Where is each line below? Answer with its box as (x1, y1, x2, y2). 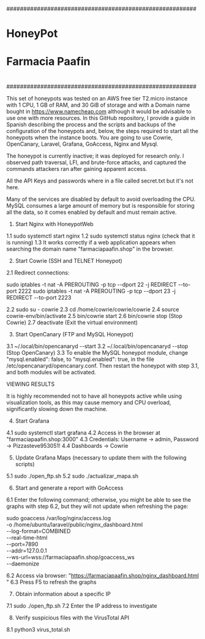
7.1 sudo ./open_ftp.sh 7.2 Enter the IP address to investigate (6, 602, 157, 609)
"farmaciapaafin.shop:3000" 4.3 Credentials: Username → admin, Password (6, 435, 199, 443)
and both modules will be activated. (6, 368, 96, 376)
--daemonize (6, 560, 40, 567)
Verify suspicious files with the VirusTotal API (15, 614, 130, 621)
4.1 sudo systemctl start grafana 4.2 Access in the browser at (6, 429, 161, 436)
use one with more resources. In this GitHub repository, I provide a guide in (6, 114, 196, 121)
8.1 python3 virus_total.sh (6, 626, 70, 633)
